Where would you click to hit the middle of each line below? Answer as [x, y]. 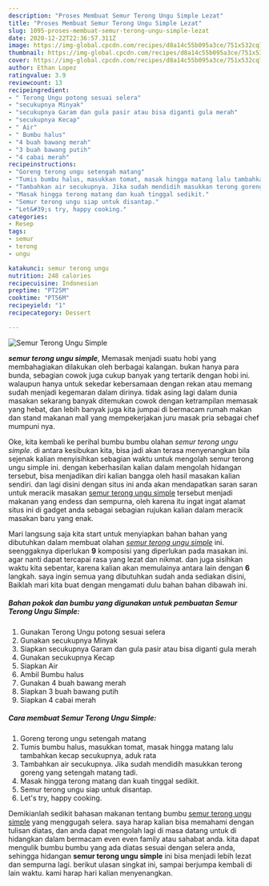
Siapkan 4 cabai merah [58, 700]
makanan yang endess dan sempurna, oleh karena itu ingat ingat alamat [127, 501]
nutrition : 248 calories [50, 276]
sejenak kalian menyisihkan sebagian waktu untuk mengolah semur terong [131, 459]
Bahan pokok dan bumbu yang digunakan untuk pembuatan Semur [123, 603]
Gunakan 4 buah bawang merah [73, 683]
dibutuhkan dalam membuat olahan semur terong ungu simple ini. [116, 542]
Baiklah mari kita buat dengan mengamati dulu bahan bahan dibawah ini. [128, 584]
